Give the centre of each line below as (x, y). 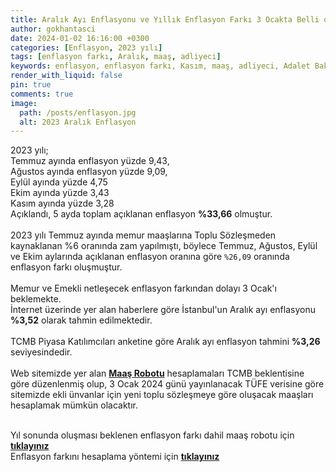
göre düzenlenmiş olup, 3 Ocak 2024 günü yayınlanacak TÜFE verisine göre (167, 384)
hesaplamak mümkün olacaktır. (74, 405)
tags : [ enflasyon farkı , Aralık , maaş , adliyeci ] (116, 57)
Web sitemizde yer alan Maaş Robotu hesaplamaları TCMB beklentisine (157, 373)
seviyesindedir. (41, 352)
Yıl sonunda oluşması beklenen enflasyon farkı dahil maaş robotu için (152, 435)
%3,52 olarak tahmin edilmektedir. (81, 320)
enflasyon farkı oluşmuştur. (66, 267)
